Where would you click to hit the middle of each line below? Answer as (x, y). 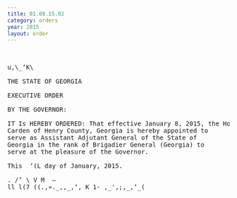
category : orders (33, 20)
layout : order (28, 33)
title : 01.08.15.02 (36, 14)
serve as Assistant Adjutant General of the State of (102, 138)
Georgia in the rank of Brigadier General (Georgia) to (106, 145)
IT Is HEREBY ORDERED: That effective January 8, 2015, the (114, 124)
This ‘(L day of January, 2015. (65, 166)
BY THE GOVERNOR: (37, 110)
